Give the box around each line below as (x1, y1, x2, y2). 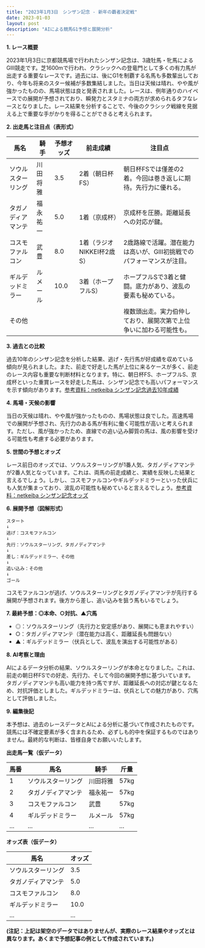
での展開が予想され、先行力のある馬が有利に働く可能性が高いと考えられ (6, 420, 189, 427)
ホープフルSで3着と (123, 273, 180, 282)
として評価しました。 (6, 694, 60, 702)
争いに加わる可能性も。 (123, 326, 191, 334)
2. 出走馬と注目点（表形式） (6, 123, 77, 130)
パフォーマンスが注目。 (123, 257, 191, 265)
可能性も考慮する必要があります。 (11, 435, 97, 443)
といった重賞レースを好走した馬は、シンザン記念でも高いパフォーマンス (16, 378, 199, 386)
